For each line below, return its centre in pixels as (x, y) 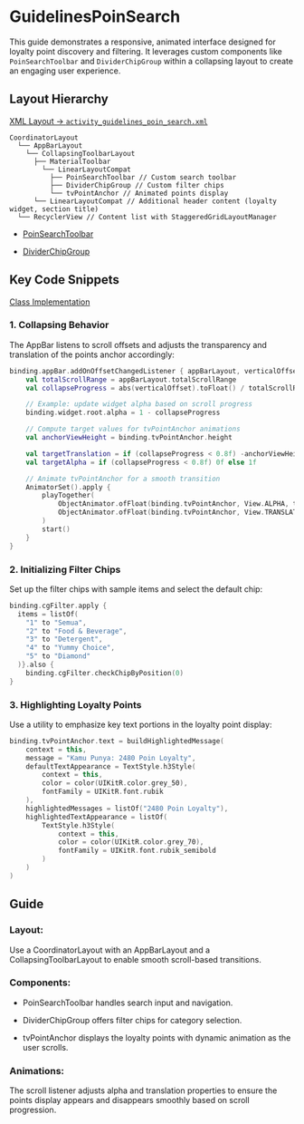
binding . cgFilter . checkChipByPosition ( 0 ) (104, 673)
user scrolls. (45, 1047)
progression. (33, 1110)
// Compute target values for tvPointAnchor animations (133, 429)
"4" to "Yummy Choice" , (71, 648)
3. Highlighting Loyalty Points (76, 704)
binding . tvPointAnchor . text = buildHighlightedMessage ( (117, 741)
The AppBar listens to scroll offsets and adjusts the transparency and (138, 344)
